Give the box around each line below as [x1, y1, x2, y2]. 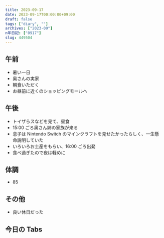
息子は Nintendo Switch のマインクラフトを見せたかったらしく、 [12, 130, 146, 136]
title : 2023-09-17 [5, 7, 44, 12]
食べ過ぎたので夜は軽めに [12, 149, 66, 155]
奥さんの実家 [12, 75, 39, 81]
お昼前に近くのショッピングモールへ [12, 88, 88, 94]
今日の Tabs [5, 225, 43, 233]
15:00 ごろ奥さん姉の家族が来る [12, 124, 78, 130]
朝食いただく [12, 81, 39, 87]
